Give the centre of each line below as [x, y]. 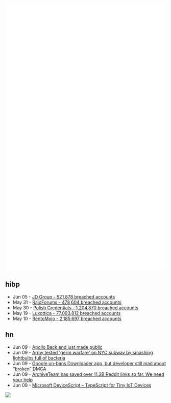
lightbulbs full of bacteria [39, 358]
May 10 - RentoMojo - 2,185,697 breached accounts [67, 319]
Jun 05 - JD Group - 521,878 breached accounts [64, 296]
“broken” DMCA [29, 369]
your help [23, 379]
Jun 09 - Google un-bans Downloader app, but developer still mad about [89, 363]
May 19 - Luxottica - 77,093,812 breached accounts [67, 313]
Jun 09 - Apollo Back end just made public [58, 347]
